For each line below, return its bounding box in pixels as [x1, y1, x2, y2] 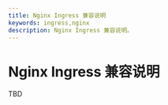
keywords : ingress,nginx [8, 19, 90, 27]
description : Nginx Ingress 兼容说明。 [8, 26, 133, 34]
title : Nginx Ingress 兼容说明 [8, 11, 106, 20]
